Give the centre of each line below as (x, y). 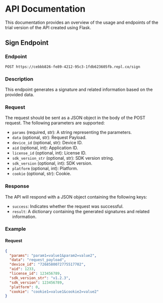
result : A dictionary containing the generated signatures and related (81, 211)
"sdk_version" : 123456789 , (37, 283)
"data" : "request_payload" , (38, 260)
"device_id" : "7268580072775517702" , (48, 265)
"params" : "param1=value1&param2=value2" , (53, 255)
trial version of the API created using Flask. (48, 27)
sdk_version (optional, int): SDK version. (52, 163)
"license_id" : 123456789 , (36, 274)
